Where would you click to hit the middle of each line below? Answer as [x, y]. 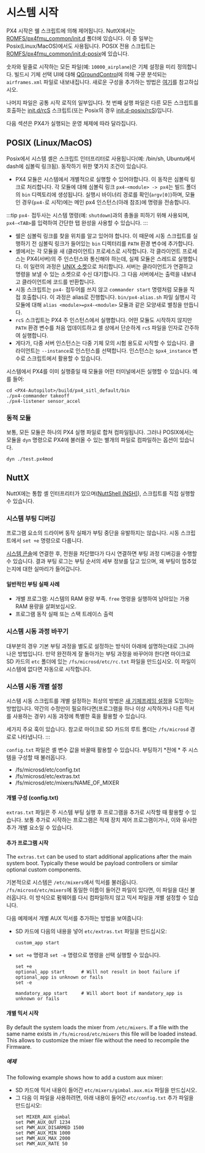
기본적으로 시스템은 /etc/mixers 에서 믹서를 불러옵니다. [72, 882]
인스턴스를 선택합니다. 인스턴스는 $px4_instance [133, 350]
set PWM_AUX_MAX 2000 [43, 1138]
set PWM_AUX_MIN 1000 [43, 1133]
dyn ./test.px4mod [30, 459]
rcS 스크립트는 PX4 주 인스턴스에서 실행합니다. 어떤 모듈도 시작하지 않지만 [104, 320]
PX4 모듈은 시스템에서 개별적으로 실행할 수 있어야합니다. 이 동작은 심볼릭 [102, 179]
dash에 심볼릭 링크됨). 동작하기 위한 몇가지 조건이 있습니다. [77, 166]
